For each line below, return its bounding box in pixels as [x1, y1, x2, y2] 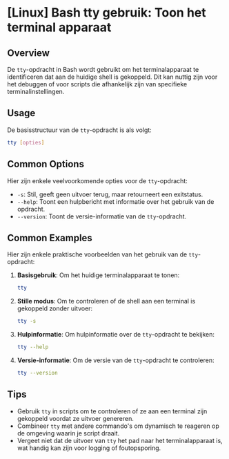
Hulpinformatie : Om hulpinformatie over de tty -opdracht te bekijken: [17, 330, 215, 339]
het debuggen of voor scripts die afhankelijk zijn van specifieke [7, 80, 188, 88]
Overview [7, 47, 50, 59]
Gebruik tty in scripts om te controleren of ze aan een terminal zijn [17, 406, 208, 415]
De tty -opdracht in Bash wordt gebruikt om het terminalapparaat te [7, 66, 199, 73]
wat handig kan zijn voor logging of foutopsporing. [17, 444, 161, 452]
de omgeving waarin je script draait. [17, 429, 120, 437]
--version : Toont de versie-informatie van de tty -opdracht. [17, 212, 187, 221]
